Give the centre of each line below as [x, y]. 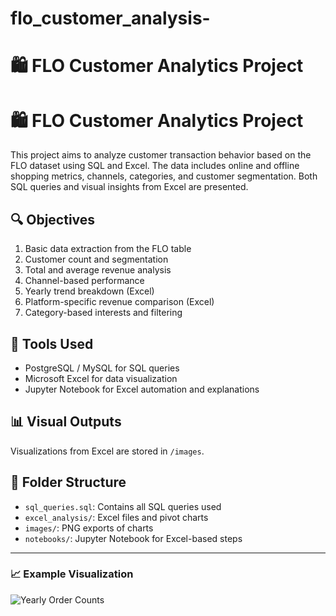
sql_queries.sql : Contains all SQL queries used [123, 506]
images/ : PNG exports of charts [89, 528]
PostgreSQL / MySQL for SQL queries [102, 368]
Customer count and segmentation [96, 259]
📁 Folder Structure [68, 482]
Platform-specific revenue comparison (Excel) [119, 302]
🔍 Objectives [53, 219]
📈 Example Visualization [72, 574]
